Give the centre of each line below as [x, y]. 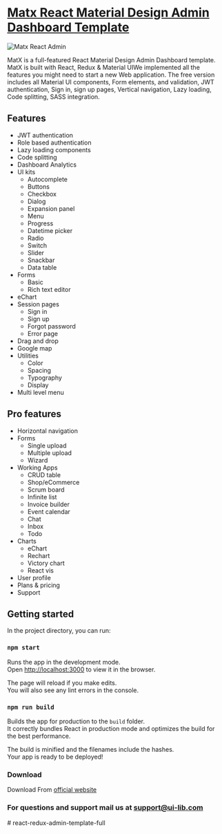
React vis [40, 570]
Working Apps [37, 467]
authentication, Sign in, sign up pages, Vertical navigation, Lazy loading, [109, 89]
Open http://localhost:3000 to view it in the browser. [81, 669]
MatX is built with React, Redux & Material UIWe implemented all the [103, 67]
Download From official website [52, 790]
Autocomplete [47, 179]
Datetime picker [50, 230]
